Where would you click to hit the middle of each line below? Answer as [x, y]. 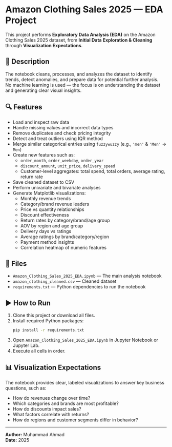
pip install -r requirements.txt [48, 330]
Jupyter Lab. [26, 345]
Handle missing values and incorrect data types [63, 127]
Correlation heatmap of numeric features [63, 247]
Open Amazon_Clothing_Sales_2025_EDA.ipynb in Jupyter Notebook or [85, 340]
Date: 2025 [17, 440]
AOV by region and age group [52, 226]
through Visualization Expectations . [44, 45]
